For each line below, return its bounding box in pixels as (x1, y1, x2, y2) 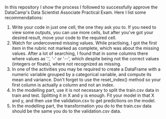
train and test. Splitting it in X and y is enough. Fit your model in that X (11, 92, 155, 98)
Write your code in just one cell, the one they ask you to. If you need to (11, 24, 157, 30)
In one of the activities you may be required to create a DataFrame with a (11, 66, 161, 72)
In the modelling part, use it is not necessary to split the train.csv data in (11, 87, 159, 93)
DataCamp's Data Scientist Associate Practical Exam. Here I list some (4, 9, 147, 15)
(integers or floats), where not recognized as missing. (11, 61, 122, 67)
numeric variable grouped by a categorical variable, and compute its (11, 72, 152, 77)
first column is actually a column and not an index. (11, 82, 115, 88)
